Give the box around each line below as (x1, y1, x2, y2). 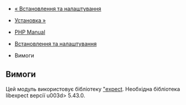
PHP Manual (14, 28, 46, 36)
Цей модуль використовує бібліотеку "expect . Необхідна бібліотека (5, 85, 181, 92)
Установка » (14, 17, 46, 24)
